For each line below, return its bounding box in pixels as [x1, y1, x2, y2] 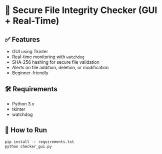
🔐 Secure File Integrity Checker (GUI [4, 5, 157, 16]
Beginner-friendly [11, 70, 48, 76]
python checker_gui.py [4, 144, 52, 149]
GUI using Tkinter [11, 49, 48, 54]
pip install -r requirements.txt [4, 139, 74, 144]
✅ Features [4, 35, 40, 44]
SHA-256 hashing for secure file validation [11, 59, 99, 65]
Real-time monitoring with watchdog [11, 54, 84, 60]
